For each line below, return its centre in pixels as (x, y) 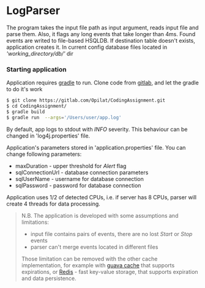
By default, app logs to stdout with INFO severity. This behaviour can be (97, 129)
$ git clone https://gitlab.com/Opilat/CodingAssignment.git (86, 101)
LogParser (33, 11)
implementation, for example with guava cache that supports (98, 265)
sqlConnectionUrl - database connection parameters (82, 172)
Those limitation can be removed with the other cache (89, 259)
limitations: (35, 222)
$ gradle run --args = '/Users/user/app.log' (64, 117)
